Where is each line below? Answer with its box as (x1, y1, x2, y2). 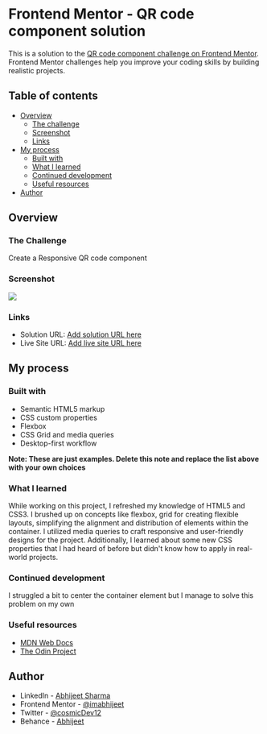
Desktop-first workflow (19, 438, 97, 448)
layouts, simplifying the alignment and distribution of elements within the (8, 518, 249, 528)
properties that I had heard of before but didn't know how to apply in (8, 544, 236, 554)
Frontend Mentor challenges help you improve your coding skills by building (8, 57, 260, 67)
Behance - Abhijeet (19, 716, 84, 726)
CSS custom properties (19, 413, 98, 422)
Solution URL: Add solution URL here (19, 330, 142, 339)
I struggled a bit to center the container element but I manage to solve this (8, 591, 254, 600)
